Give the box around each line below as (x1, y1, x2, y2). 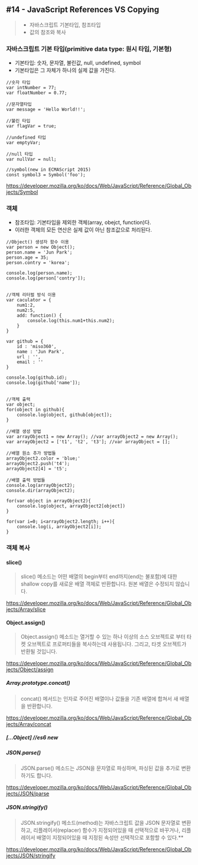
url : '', (17, 354, 41, 360)
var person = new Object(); (6, 245, 76, 251)
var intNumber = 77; (6, 85, 57, 91)
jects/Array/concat (6, 720, 51, 727)
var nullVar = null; (6, 157, 57, 162)
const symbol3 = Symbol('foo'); (6, 172, 86, 178)
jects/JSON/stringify (6, 852, 56, 859)
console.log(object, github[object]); (17, 412, 112, 418)
